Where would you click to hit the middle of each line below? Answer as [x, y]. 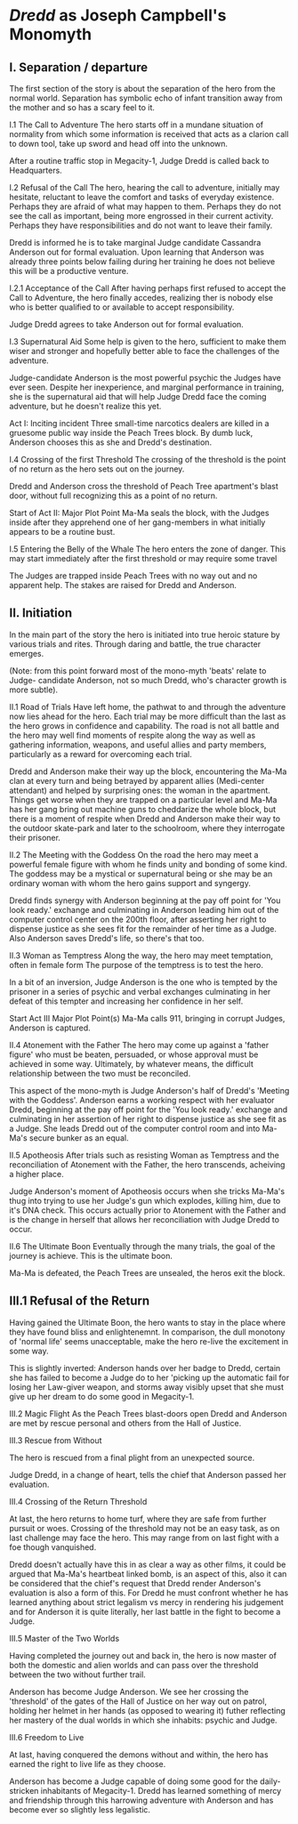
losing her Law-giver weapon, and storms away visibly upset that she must [147, 1387]
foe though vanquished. [53, 1547]
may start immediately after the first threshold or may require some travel [143, 558]
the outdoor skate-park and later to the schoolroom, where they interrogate [147, 827]
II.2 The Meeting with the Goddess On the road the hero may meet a [134, 854]
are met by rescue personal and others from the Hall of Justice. [125, 1423]
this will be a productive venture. [69, 271]
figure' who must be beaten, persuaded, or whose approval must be [134, 1054]
